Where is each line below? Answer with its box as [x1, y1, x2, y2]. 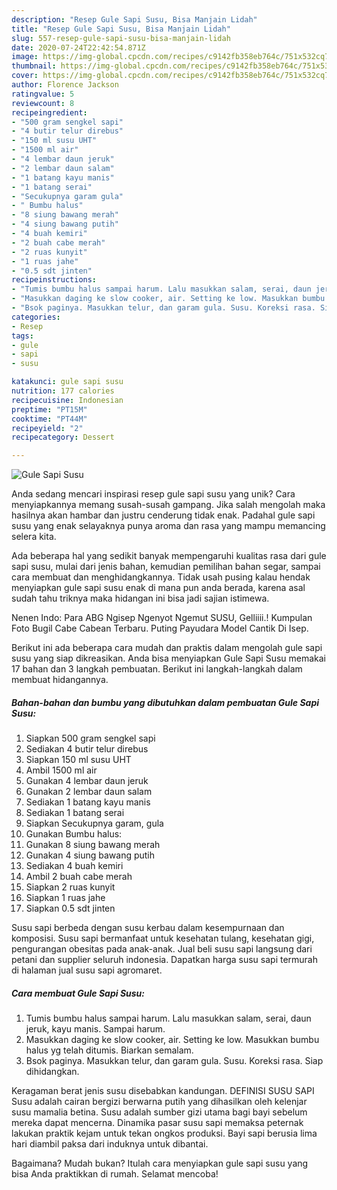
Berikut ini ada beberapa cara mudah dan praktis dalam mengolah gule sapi [11, 642, 323, 654]
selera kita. [11, 531, 57, 543]
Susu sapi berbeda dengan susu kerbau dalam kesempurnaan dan [11, 922, 285, 934]
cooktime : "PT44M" [11, 414, 88, 424]
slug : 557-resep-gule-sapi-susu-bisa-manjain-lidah [11, 33, 231, 43]
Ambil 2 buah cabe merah [25, 871, 133, 883]
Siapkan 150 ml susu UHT [25, 754, 132, 766]
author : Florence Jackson [11, 80, 119, 90]
